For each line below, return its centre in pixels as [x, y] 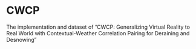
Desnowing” [21, 39]
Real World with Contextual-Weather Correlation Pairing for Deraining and [98, 33]
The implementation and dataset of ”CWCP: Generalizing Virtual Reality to [98, 27]
